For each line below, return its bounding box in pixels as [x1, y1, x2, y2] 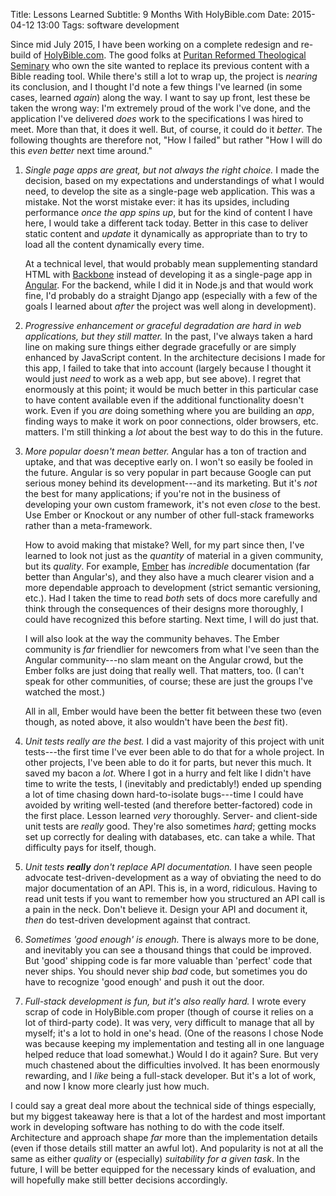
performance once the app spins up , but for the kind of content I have [24, 207, 313, 218]
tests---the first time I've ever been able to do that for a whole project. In [24, 746, 325, 758]
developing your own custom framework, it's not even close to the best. [24, 499, 321, 510]
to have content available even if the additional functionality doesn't [24, 394, 305, 406]
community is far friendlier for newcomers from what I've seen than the [24, 644, 320, 655]
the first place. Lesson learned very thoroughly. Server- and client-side [24, 810, 318, 821]
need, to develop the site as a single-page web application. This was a [24, 185, 316, 197]
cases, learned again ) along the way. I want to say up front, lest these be [10, 92, 311, 103]
